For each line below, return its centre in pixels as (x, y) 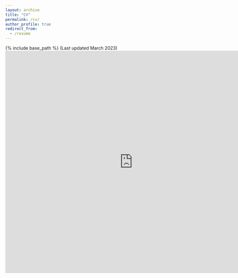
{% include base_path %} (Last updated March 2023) (62, 48)
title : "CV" (18, 15)
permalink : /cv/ (22, 19)
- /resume (20, 34)
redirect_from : (21, 29)
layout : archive (22, 10)
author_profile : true (28, 24)
